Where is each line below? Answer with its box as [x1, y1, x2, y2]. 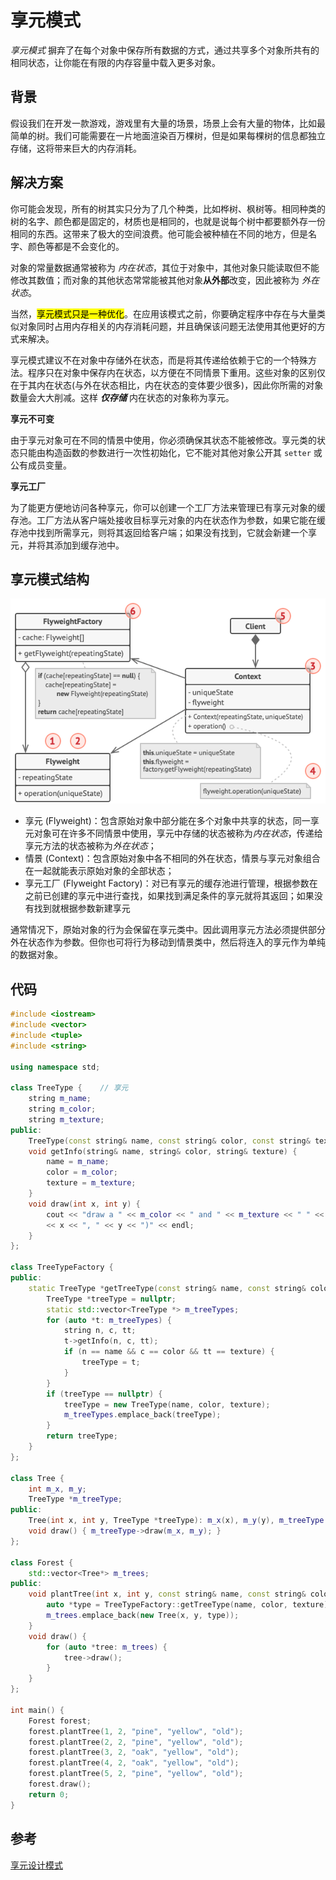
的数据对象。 [10, 949, 63, 961]
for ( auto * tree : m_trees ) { [46, 1642, 168, 1652]
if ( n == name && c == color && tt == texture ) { [63, 1347, 275, 1357]
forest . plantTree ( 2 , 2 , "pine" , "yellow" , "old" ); [28, 1737, 244, 1747]
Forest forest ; [28, 1716, 92, 1726]
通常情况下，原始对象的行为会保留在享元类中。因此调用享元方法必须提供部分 [10, 924, 326, 936]
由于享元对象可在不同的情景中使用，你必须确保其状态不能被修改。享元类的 [10, 434, 317, 446]
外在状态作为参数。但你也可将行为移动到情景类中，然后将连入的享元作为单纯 [10, 936, 326, 948]
